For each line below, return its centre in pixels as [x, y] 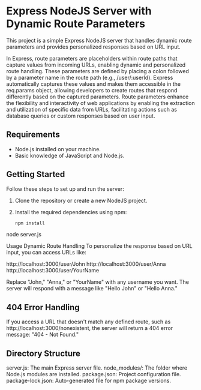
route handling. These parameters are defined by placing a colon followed [97, 71]
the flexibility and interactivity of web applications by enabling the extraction [100, 103]
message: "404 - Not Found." [43, 335]
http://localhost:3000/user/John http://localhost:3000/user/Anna [86, 264]
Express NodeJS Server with [79, 11]
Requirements [33, 135]
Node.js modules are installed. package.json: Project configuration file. [94, 374]
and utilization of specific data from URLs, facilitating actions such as [91, 109]
